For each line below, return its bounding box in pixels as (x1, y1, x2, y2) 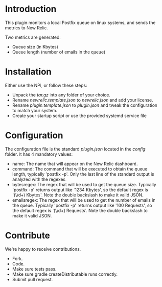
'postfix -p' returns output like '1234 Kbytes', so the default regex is (12, 187, 148, 192)
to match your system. (12, 107, 58, 113)
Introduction (5, 3, 57, 15)
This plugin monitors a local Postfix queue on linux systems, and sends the (5, 20, 156, 25)
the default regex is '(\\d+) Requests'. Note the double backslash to (12, 207, 148, 214)
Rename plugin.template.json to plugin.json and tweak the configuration (12, 102, 158, 108)
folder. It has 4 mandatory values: (5, 151, 73, 157)
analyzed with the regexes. (12, 176, 67, 182)
